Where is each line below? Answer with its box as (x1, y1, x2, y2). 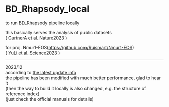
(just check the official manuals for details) (5, 96, 94, 102)
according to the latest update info (5, 69, 77, 75)
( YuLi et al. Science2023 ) (5, 50, 60, 56)
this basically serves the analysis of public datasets (5, 29, 112, 35)
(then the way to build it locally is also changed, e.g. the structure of (5, 85, 146, 91)
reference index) (5, 91, 40, 97)
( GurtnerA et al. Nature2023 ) (5, 35, 67, 41)
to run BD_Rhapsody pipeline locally (5, 20, 80, 26)
